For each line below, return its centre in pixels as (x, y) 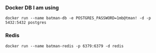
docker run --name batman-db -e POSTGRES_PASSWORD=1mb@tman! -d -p (78, 18)
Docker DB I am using (32, 8)
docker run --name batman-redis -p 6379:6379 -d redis (65, 46)
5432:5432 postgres (26, 23)
